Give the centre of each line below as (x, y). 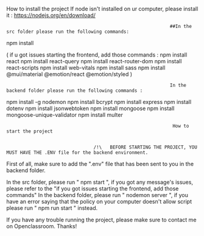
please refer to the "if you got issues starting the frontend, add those (93, 189)
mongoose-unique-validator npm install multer (65, 115)
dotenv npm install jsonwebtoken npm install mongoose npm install (90, 108)
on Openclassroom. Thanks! (42, 226)
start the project (30, 131)
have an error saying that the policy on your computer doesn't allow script (99, 201)
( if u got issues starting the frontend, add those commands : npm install (97, 55)
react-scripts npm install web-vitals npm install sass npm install (86, 68)
